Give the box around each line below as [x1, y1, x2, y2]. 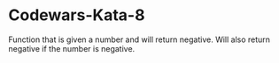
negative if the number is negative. [8, 43, 136, 53]
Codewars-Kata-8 [8, 5, 145, 25]
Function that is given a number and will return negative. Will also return [8, 34, 271, 45]
